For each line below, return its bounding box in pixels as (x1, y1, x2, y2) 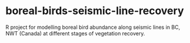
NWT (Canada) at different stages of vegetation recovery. (5, 29, 145, 37)
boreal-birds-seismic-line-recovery (5, 4, 184, 18)
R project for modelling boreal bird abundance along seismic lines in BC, (5, 24, 181, 31)
